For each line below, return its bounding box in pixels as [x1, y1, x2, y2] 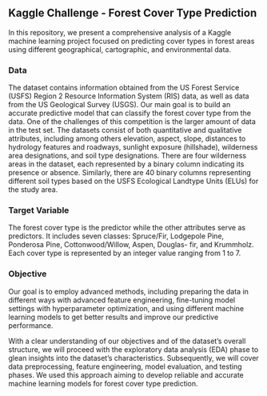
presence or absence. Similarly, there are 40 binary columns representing [8, 168, 252, 178]
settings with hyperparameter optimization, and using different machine [8, 303, 245, 313]
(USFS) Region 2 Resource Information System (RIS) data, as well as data [8, 91, 249, 101]
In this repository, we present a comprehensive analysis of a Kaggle [8, 27, 232, 37]
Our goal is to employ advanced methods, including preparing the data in [8, 286, 249, 296]
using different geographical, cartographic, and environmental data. [8, 44, 232, 54]
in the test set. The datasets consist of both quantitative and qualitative [8, 126, 242, 135]
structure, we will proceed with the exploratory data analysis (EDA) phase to [8, 344, 259, 354]
